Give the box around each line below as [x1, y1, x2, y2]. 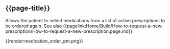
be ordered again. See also [5, 23, 62, 29]
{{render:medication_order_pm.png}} [5, 38, 83, 44]
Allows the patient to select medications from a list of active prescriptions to [5, 17, 165, 23]
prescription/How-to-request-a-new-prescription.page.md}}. [5, 28, 134, 34]
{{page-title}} [5, 4, 51, 13]
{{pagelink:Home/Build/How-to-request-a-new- [63, 23, 164, 29]
